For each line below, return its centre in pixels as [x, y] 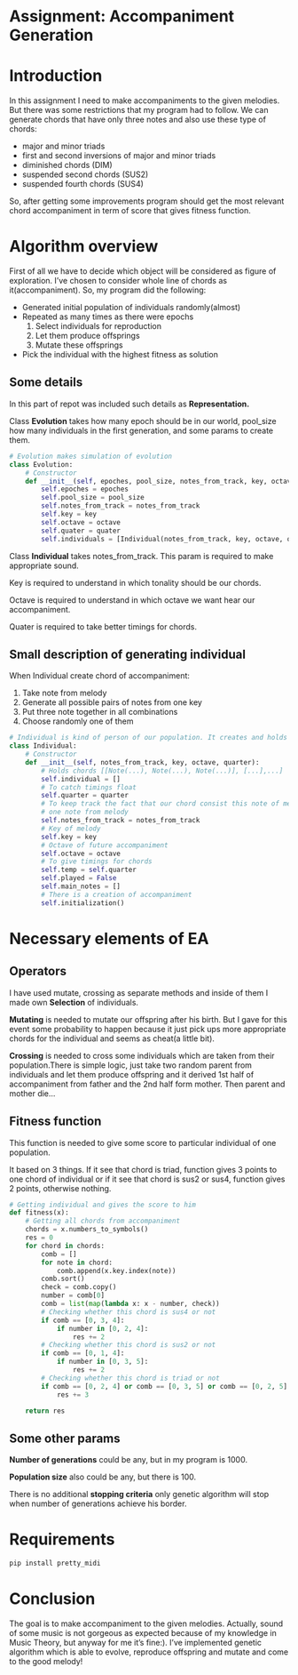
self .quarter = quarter [85, 796]
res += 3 [73, 1394]
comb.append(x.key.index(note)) [116, 1270]
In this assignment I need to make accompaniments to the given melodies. [145, 100]
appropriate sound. [44, 565]
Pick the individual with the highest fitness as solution [120, 355]
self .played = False [79, 878]
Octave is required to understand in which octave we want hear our [132, 600]
